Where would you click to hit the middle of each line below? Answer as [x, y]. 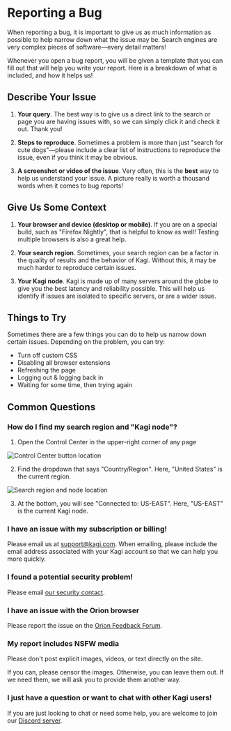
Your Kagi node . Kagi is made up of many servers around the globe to [118, 281]
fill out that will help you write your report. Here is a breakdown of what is [112, 68]
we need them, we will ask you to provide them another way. [94, 680]
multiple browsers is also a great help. [72, 239]
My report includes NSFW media [63, 643]
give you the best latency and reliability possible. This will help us [111, 288]
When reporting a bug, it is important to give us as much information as [109, 32]
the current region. [44, 476]
